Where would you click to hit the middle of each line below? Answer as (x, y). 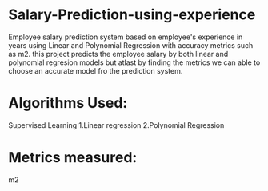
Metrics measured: (73, 158)
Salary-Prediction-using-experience (132, 15)
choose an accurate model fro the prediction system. (96, 70)
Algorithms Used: (68, 103)
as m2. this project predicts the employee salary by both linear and (118, 54)
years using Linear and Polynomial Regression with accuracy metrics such (131, 45)
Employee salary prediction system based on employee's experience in (126, 37)
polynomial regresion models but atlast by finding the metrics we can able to (134, 62)
